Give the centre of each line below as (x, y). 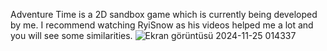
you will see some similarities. (71, 35)
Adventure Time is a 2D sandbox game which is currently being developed (164, 14)
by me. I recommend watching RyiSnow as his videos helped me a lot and (162, 25)
